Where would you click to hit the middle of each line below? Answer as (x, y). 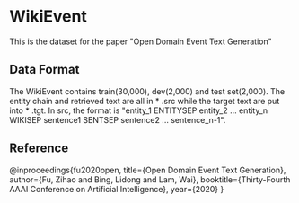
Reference (39, 149)
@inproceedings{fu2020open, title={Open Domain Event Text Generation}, (148, 170)
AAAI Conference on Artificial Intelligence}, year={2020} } (117, 189)
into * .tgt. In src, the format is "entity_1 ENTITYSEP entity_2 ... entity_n (139, 110)
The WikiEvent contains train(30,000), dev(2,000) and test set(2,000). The (147, 91)
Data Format (44, 70)
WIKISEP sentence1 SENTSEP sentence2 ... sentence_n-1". (118, 119)
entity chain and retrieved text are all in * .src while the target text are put (145, 101)
